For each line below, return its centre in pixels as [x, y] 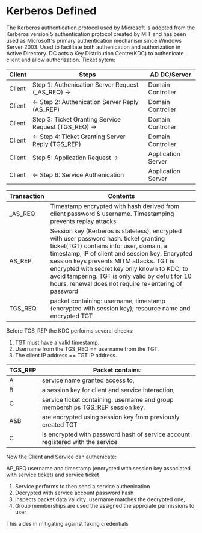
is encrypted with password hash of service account [116, 434]
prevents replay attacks [83, 221]
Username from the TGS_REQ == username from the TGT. [87, 349]
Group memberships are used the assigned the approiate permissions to [105, 505]
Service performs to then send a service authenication [82, 486]
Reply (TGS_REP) [57, 144]
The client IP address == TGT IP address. [66, 355]
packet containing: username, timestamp [108, 301]
